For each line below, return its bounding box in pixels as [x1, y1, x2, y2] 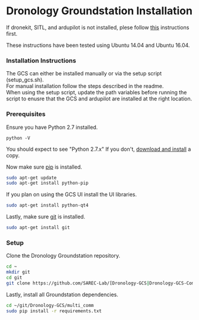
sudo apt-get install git [6, 224, 70, 231]
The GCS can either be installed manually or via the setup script [6, 70, 162, 77]
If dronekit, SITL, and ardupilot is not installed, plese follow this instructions [6, 24, 190, 31]
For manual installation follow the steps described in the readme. [6, 83, 164, 90]
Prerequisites [6, 110, 46, 118]
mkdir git [6, 269, 31, 275]
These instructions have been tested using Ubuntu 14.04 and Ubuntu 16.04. [6, 42, 190, 49]
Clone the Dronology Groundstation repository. [6, 252, 120, 259]
